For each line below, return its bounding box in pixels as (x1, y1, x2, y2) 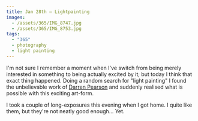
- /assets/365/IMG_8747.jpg (11, 20, 82, 26)
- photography (11, 43, 47, 49)
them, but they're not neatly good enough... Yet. (6, 107, 125, 114)
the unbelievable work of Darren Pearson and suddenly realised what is (6, 83, 183, 90)
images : (6, 14, 26, 20)
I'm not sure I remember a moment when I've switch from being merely (6, 64, 182, 71)
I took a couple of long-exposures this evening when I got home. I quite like (6, 101, 193, 108)
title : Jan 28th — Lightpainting (6, 8, 90, 15)
